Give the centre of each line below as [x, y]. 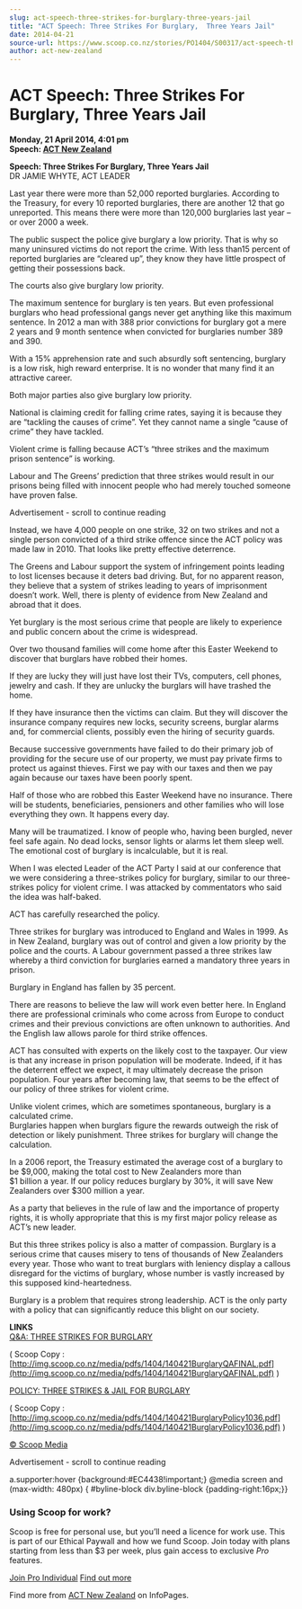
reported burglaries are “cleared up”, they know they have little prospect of [147, 259]
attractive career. [41, 378]
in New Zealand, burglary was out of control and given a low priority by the [148, 941]
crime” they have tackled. [57, 431]
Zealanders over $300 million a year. [77, 1191]
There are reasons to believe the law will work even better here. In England [147, 1005]
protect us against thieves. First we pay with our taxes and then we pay [141, 769]
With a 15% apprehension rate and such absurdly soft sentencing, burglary [147, 359]
